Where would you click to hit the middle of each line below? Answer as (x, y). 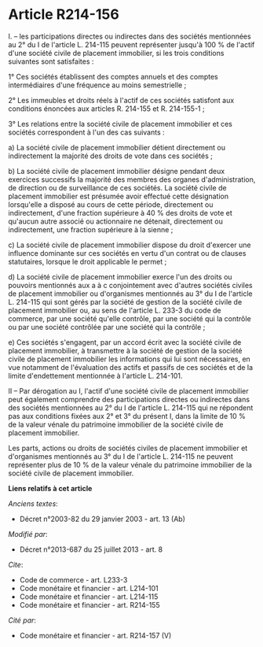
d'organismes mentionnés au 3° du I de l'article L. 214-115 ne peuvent (121, 456)
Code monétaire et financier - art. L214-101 (89, 588)
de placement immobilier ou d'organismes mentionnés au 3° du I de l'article (130, 294)
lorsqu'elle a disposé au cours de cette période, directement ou (111, 204)
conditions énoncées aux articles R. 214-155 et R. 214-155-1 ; (107, 109)
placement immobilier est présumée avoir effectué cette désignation (119, 196)
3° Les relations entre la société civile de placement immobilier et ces (121, 124)
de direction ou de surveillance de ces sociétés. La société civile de (117, 187)
